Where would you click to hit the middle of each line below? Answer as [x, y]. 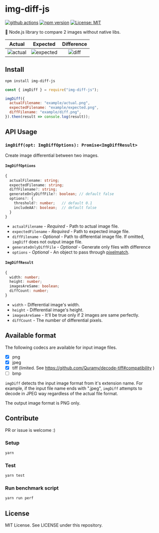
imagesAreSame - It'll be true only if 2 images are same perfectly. [76, 315]
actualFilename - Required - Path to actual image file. [65, 226]
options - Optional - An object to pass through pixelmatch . [71, 252]
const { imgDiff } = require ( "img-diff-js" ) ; [52, 90]
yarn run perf [19, 498]
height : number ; [26, 282]
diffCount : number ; [29, 291]
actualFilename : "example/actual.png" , [50, 103]
